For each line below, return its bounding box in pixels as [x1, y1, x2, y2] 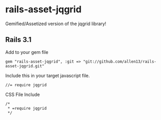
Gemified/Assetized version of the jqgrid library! [5, 21, 106, 27]
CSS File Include [5, 91, 40, 97]
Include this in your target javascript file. [5, 72, 90, 78]
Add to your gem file [5, 49, 49, 55]
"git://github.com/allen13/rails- [83, 59, 157, 64]
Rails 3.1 [5, 35, 32, 44]
